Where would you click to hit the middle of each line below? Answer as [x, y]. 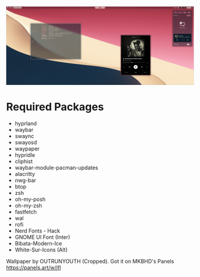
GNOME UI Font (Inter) [42, 237]
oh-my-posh [30, 199]
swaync [24, 136]
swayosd [26, 142]
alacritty [25, 174]
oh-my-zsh [29, 205]
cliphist [24, 161]
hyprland [26, 123]
